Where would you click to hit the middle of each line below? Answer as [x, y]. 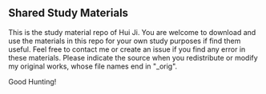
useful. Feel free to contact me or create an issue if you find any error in [127, 49]
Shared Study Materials [69, 13]
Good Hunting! [32, 81]
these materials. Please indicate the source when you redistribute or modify [133, 57]
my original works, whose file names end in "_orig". [93, 66]
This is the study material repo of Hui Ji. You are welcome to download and [132, 32]
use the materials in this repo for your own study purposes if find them [125, 41]
